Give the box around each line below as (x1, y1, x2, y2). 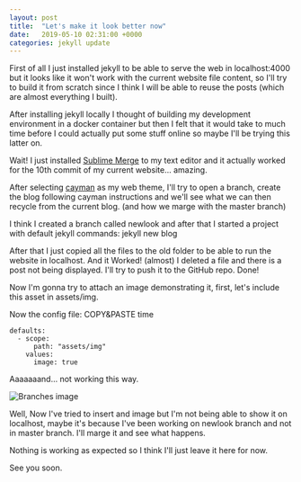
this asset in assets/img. (9, 291, 99, 302)
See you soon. (9, 462, 63, 473)
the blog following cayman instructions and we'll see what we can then (9, 192, 271, 202)
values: (25, 350, 54, 360)
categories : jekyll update (9, 38, 111, 48)
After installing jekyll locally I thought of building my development (9, 109, 252, 120)
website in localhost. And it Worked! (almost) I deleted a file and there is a (9, 255, 282, 266)
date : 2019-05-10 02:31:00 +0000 (9, 30, 143, 39)
